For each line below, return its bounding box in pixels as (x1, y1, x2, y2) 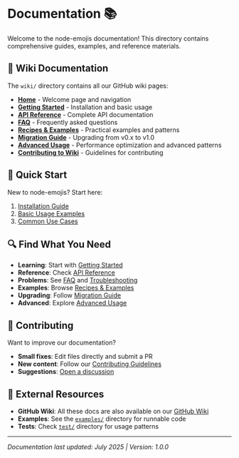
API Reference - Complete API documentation (17, 110, 154, 118)
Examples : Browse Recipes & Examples (17, 283, 134, 292)
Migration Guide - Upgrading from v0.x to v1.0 (17, 133, 155, 141)
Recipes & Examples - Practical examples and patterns (17, 126, 180, 134)
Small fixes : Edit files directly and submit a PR (17, 352, 153, 361)
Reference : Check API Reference (17, 268, 115, 277)
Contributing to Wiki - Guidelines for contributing (17, 148, 164, 157)
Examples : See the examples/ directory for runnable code (17, 414, 186, 423)
